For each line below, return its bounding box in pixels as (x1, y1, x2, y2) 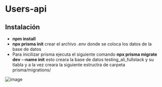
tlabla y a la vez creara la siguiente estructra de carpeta (12, 62, 126, 67)
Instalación (5, 23, 40, 31)
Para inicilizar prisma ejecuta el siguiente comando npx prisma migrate (12, 51, 158, 57)
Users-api (5, 3, 47, 15)
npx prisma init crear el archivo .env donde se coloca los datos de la (12, 41, 152, 47)
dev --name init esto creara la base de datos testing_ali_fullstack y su (12, 57, 154, 62)
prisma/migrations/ (12, 67, 51, 73)
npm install (12, 36, 36, 42)
